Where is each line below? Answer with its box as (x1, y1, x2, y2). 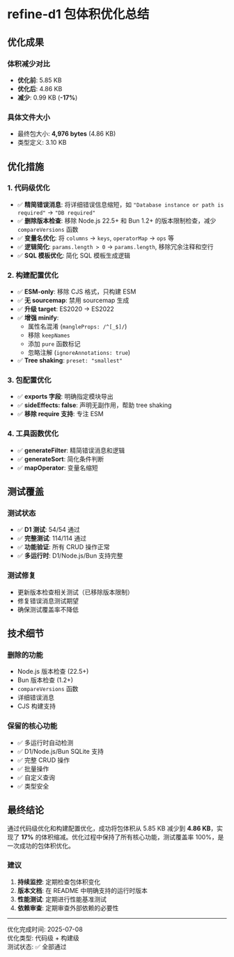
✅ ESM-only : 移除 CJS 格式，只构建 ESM (17, 287, 136, 296)
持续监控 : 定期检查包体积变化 (17, 878, 101, 886)
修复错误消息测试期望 (17, 596, 79, 605)
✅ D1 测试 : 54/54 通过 (17, 525, 80, 534)
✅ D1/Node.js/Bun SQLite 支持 (17, 747, 104, 755)
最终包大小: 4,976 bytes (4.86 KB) (17, 129, 116, 138)
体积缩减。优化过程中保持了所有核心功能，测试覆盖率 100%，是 (41, 832, 224, 841)
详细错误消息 (17, 693, 54, 702)
